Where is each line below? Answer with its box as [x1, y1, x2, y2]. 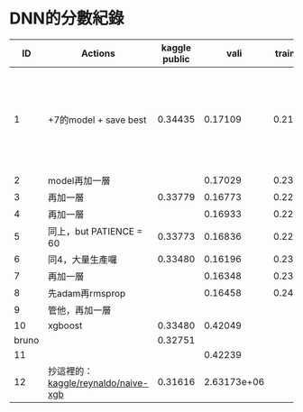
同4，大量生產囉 [48, 253, 117, 266]
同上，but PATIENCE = [48, 224, 143, 237]
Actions [80, 47, 115, 60]
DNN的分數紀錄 [9, 8, 124, 29]
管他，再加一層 [48, 304, 112, 316]
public [161, 52, 190, 65]
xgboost [48, 319, 83, 332]
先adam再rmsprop [48, 287, 126, 299]
